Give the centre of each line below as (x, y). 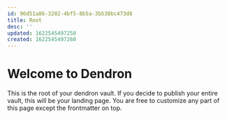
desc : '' (20, 26)
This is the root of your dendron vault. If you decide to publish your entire (112, 93)
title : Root (24, 20)
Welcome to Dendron (70, 74)
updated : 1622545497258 (42, 33)
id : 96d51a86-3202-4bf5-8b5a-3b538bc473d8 (70, 14)
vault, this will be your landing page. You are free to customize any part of (113, 101)
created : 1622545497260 (42, 40)
